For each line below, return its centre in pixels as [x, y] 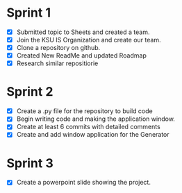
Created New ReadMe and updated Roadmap [81, 56]
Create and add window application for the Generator [93, 135]
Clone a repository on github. [58, 48]
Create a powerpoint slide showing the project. [83, 183]
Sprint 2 [30, 92]
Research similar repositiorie [57, 63]
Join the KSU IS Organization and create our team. [89, 40]
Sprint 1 [29, 13]
